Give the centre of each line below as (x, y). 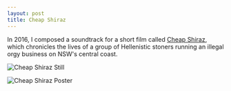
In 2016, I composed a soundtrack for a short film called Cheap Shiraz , (107, 39)
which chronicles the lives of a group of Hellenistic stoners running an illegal (115, 47)
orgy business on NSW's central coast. (62, 54)
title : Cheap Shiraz (37, 20)
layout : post (26, 13)
